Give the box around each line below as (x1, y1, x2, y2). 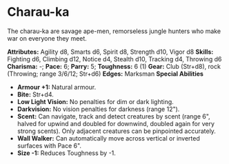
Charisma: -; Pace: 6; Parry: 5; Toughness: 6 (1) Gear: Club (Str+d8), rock (7, 62, 221, 70)
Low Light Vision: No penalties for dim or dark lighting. (17, 97, 174, 105)
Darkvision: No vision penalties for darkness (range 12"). (17, 105, 180, 113)
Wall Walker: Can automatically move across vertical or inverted (17, 134, 200, 142)
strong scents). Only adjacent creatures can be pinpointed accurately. (17, 127, 216, 135)
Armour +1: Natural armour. (17, 83, 97, 91)
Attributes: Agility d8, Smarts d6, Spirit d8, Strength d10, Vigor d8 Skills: (7, 48, 214, 56)
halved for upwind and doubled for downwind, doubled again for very (17, 119, 215, 127)
